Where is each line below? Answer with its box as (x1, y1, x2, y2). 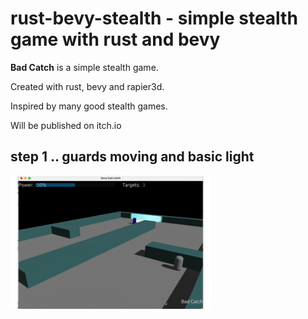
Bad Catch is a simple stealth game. (10, 61, 159, 73)
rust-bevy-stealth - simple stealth (10, 7, 298, 30)
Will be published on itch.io (10, 119, 122, 131)
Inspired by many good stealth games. (10, 100, 168, 112)
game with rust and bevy (10, 28, 221, 51)
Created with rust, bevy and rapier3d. (10, 80, 165, 92)
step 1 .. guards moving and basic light (10, 148, 255, 166)
